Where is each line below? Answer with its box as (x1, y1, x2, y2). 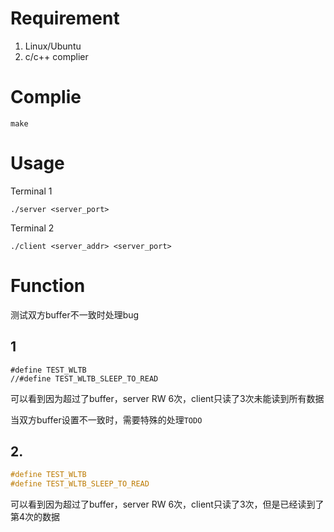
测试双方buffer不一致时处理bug (10, 308, 140, 321)
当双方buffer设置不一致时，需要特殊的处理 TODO (10, 413, 203, 426)
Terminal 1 (10, 185, 53, 197)
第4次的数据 (10, 511, 61, 523)
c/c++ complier (24, 50, 89, 62)
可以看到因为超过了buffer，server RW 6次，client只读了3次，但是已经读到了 (10, 498, 325, 511)
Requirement (10, 7, 120, 30)
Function (10, 275, 86, 297)
